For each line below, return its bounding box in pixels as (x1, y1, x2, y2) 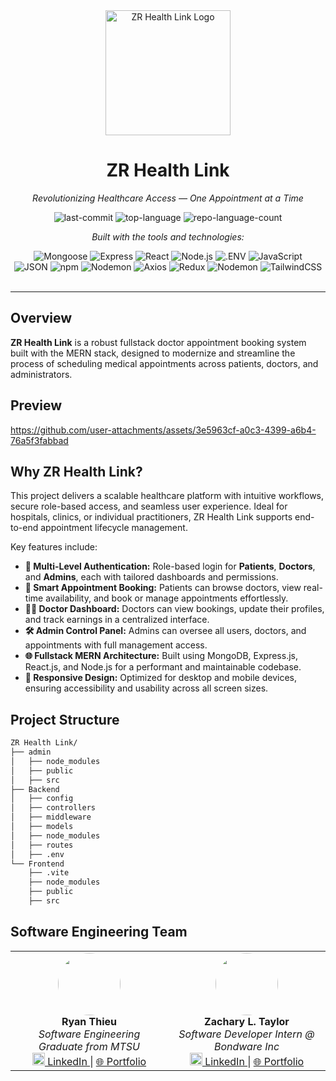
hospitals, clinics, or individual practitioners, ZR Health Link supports (10, 511, 293, 523)
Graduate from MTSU (38, 1039, 140, 1053)
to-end (10, 522, 39, 534)
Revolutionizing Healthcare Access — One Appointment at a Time (32, 192, 304, 204)
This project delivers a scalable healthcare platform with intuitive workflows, (10, 490, 325, 502)
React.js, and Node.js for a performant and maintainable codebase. (24, 661, 302, 673)
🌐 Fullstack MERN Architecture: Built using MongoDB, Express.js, (24, 650, 298, 662)
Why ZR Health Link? (10, 463, 143, 480)
